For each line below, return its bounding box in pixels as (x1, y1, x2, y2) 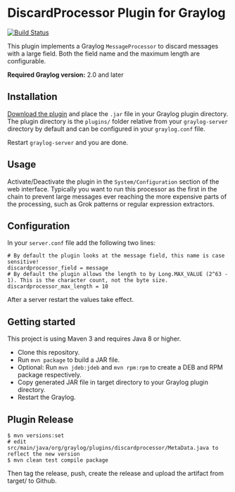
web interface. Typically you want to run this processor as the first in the (7, 184, 217, 193)
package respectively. (17, 371, 82, 379)
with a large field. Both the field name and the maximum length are (7, 49, 201, 58)
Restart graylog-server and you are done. (7, 138, 129, 146)
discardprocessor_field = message (7, 265, 109, 272)
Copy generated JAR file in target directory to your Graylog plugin (17, 378, 209, 386)
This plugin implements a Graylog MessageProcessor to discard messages (7, 42, 219, 50)
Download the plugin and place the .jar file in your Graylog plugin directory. (7, 109, 229, 118)
